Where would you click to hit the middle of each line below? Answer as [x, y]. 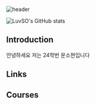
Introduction [30, 40]
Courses [22, 95]
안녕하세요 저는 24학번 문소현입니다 [48, 55]
